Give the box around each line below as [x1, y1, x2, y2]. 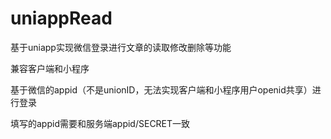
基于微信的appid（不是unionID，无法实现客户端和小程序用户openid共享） [10, 83, 313, 96]
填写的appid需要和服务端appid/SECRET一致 [10, 117, 191, 129]
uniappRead [10, 7, 113, 30]
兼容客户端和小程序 [10, 62, 90, 74]
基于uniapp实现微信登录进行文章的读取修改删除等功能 [10, 41, 232, 53]
